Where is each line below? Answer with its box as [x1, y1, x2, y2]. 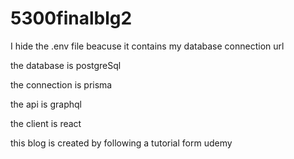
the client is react [10, 117, 82, 129]
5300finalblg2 [10, 7, 133, 30]
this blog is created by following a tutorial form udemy [10, 137, 233, 149]
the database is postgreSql [10, 59, 122, 71]
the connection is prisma [10, 78, 113, 91]
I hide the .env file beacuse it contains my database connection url [10, 40, 285, 52]
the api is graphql [10, 98, 82, 110]
